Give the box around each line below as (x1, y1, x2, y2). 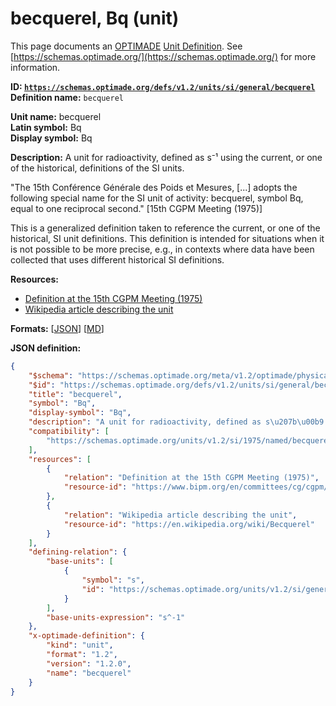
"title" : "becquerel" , (28, 389, 123, 399)
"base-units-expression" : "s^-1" (46, 612, 186, 622)
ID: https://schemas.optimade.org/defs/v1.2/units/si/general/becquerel (10, 80, 316, 92)
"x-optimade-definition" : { (28, 631, 145, 641)
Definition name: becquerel (10, 91, 124, 103)
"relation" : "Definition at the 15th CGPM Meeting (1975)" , (63, 473, 320, 483)
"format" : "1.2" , (46, 650, 118, 660)
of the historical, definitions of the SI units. (10, 162, 185, 174)
